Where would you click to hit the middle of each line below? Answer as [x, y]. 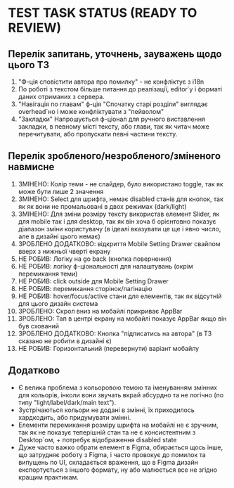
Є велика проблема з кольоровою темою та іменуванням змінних [117, 387]
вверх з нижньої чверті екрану [64, 251]
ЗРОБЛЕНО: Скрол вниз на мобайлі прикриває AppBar [100, 311]
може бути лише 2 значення [61, 191]
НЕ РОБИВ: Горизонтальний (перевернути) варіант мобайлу [109, 348]
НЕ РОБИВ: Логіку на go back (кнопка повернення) [95, 259]
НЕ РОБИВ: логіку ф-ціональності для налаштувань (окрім [106, 266]
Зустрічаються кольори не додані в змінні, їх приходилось [106, 410]
